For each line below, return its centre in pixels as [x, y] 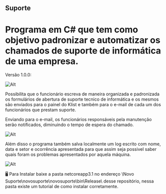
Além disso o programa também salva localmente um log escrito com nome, [83, 144]
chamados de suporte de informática [83, 50]
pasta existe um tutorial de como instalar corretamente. [62, 187]
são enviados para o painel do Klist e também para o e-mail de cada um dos [83, 105]
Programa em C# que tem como [72, 30]
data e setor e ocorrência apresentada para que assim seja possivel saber [81, 149]
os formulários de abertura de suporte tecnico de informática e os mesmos [82, 99]
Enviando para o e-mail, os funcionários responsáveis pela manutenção [79, 120]
